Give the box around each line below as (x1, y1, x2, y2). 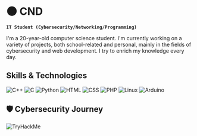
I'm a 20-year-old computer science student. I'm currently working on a (6, 34, 183, 41)
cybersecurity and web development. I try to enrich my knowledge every (6, 47, 185, 54)
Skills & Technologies (6, 70, 87, 81)
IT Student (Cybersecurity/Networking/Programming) (6, 24, 137, 30)
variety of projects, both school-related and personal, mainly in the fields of (6, 41, 192, 48)
